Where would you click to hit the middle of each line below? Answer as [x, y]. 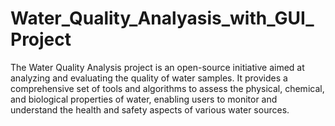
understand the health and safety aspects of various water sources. [150, 109]
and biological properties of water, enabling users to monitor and [144, 99]
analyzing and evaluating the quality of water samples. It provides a [149, 78]
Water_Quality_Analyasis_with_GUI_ [162, 18]
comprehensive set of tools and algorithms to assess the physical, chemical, [167, 88]
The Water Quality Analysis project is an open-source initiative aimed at [157, 67]
